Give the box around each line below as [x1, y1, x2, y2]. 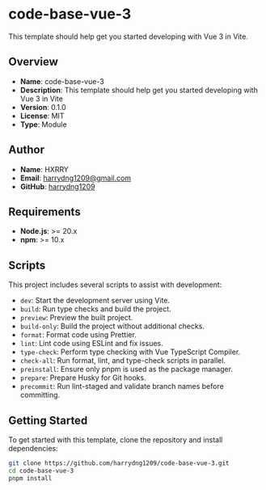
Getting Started [8, 413, 88, 427]
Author [8, 143, 44, 157]
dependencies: [8, 444, 58, 453]
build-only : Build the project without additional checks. [19, 321, 205, 332]
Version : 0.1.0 [19, 102, 66, 112]
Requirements [8, 205, 81, 218]
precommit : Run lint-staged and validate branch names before [19, 382, 224, 391]
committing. [19, 390, 61, 400]
